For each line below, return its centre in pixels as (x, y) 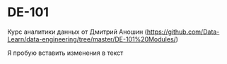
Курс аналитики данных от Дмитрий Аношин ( (77, 32)
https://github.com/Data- (183, 32)
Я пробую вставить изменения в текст (65, 53)
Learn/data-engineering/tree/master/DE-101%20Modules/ (92, 39)
